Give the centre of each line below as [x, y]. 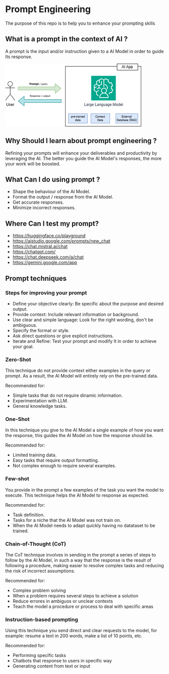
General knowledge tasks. [40, 406]
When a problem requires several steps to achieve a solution [75, 596]
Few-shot [17, 479]
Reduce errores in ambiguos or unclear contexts [63, 601]
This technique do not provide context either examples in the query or [78, 371]
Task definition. [29, 515]
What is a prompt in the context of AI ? [67, 39]
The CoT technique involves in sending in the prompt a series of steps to [81, 555]
